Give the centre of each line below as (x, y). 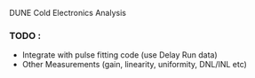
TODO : (25, 35)
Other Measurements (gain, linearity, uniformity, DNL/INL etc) (134, 65)
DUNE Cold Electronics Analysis (68, 13)
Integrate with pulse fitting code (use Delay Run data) (120, 55)
